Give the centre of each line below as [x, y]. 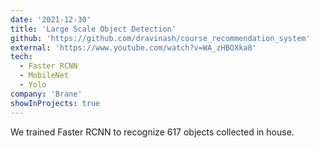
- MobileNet [44, 76]
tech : [21, 57]
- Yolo [33, 85]
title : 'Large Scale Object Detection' [93, 29]
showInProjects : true [55, 103]
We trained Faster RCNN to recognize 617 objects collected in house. [152, 132]
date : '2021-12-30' [51, 19]
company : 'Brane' [46, 94]
